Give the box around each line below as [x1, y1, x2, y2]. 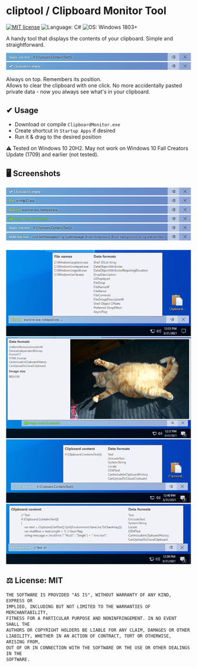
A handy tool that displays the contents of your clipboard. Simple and [6, 35, 173, 42]
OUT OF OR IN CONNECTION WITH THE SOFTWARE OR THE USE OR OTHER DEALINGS [6, 645, 191, 651]
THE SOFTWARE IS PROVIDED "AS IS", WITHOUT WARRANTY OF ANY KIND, [6, 592, 172, 598]
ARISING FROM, [6, 639, 41, 645]
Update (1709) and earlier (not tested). [6, 151, 99, 158]
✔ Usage [6, 105, 39, 115]
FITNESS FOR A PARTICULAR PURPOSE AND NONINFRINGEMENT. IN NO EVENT [6, 615, 177, 621]
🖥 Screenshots [6, 169, 60, 178]
